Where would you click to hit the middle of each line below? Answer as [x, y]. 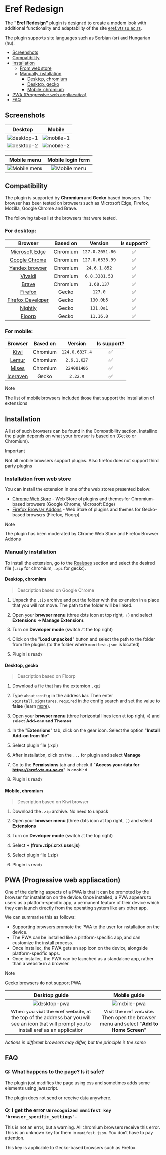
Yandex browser [28, 268]
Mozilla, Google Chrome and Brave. [41, 208]
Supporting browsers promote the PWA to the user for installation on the [86, 927]
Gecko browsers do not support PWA [43, 983]
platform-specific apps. [36, 953]
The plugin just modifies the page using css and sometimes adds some [78, 1083]
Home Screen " [129, 1030]
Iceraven [18, 376]
